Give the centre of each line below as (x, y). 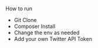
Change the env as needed (47, 33)
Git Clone (25, 20)
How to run (19, 9)
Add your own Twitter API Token (53, 39)
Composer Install (35, 26)
